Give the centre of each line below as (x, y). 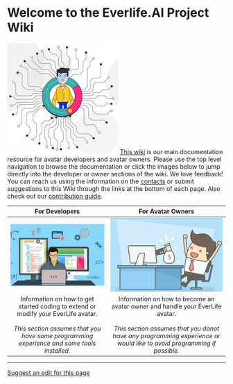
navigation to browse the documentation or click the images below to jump (114, 166)
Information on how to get (57, 299)
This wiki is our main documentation (171, 151)
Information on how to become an (166, 299)
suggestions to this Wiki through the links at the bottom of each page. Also (114, 188)
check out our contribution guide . (55, 196)
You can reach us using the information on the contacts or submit (101, 181)
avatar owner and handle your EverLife (166, 306)
